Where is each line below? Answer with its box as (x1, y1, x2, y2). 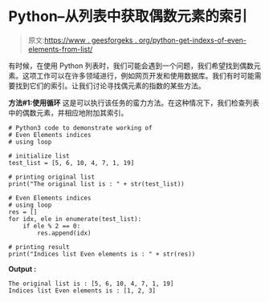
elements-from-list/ (27, 44, 93, 54)
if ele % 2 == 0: (22, 222, 81, 230)
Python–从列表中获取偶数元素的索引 (8, 7, 247, 26)
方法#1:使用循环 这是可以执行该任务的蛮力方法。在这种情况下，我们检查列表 (8, 98, 259, 107)
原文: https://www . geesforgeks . (27, 35, 137, 45)
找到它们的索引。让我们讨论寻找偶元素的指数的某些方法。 (14, 81, 206, 91)
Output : (8, 264, 37, 273)
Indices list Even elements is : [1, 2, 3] (8, 286, 157, 295)
